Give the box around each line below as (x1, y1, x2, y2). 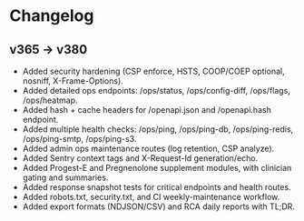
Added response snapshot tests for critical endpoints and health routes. (22, 182, 292, 192)
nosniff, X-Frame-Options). (22, 75, 124, 86)
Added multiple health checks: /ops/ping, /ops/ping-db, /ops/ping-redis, (22, 124, 294, 135)
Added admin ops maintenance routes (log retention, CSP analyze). (22, 143, 275, 154)
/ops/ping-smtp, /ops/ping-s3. (22, 134, 137, 144)
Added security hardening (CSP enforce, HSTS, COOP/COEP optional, (22, 65, 285, 76)
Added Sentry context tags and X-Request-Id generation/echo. (22, 153, 259, 164)
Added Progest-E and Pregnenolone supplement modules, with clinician (22, 163, 292, 173)
